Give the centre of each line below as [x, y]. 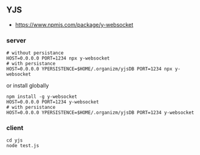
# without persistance [35, 53]
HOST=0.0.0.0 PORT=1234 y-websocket [53, 102]
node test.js [23, 146]
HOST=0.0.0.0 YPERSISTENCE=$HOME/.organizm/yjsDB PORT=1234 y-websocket [100, 113]
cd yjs [15, 140]
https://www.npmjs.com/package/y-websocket [74, 24]
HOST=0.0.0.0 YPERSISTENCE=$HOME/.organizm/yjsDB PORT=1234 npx [89, 69]
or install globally [28, 86]
